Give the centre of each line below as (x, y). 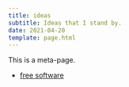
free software (42, 75)
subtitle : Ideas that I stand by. (65, 23)
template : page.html (42, 38)
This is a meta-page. (42, 60)
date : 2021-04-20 (37, 30)
